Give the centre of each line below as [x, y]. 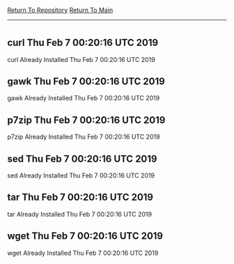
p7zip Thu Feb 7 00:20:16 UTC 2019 [86, 120]
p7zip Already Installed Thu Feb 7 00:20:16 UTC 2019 [84, 137]
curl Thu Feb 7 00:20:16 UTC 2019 [83, 43]
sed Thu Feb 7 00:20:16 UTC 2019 [82, 158]
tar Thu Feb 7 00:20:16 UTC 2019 [80, 197]
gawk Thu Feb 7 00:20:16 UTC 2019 [86, 81]
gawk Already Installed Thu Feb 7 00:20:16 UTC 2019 [84, 98]
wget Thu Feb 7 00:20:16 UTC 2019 [85, 236]
